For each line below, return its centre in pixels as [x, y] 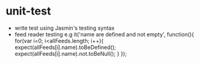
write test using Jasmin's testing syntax [65, 28]
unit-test [28, 11]
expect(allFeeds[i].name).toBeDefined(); [65, 47]
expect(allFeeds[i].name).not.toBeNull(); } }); [71, 53]
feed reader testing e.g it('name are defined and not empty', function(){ [104, 34]
